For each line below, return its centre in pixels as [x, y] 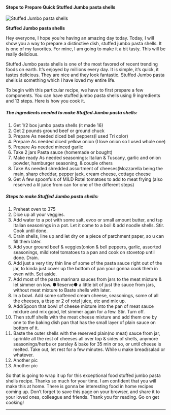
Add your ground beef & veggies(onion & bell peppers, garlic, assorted [87, 247]
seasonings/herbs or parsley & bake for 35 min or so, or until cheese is [87, 344]
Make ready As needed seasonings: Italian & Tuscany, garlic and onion [87, 158]
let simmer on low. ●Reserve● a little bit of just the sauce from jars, [84, 285]
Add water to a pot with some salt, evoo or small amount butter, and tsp [88, 220]
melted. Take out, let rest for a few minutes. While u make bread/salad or [89, 349]
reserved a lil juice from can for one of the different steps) [74, 185]
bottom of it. [26, 328]
